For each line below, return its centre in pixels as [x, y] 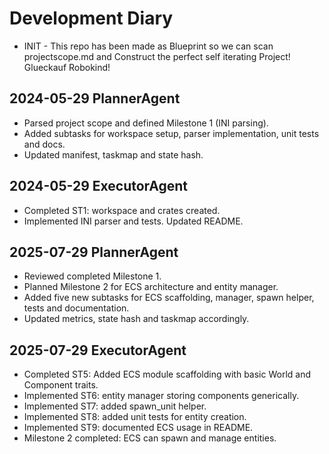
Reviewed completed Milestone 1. [92, 276]
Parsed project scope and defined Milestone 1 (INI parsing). [146, 123]
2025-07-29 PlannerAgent [94, 252]
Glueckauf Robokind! [67, 67]
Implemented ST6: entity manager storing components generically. [161, 396]
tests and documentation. [76, 308]
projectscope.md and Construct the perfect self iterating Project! [157, 56]
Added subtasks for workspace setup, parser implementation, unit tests [171, 133]
